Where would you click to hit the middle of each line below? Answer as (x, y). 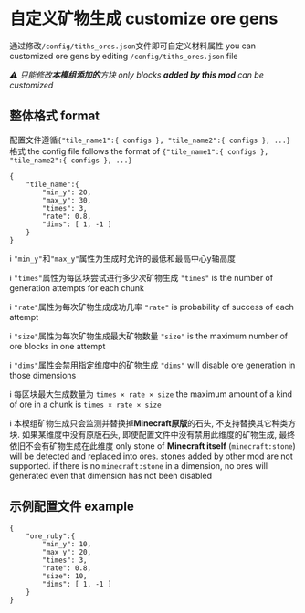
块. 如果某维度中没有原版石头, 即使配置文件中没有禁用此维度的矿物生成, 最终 (152, 434)
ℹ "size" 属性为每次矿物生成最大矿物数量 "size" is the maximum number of (149, 336)
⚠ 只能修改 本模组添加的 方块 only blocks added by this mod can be (137, 75)
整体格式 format (55, 116)
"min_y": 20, (67, 192)
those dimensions (43, 375)
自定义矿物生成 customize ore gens (144, 19)
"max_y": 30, (67, 200)
